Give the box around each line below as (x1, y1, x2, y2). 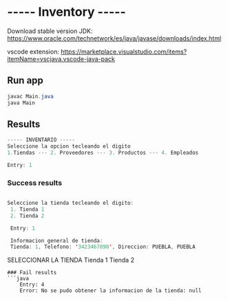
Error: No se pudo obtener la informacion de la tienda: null (19, 287, 202, 294)
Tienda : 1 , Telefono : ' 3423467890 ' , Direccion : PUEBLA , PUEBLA (10, 243, 196, 251)
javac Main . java (7, 93, 54, 100)
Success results (7, 178, 63, 188)
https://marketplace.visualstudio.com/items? (61, 47, 187, 56)
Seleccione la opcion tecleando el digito (7, 143, 131, 150)
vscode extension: (7, 47, 60, 56)
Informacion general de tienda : (10, 237, 103, 244)
